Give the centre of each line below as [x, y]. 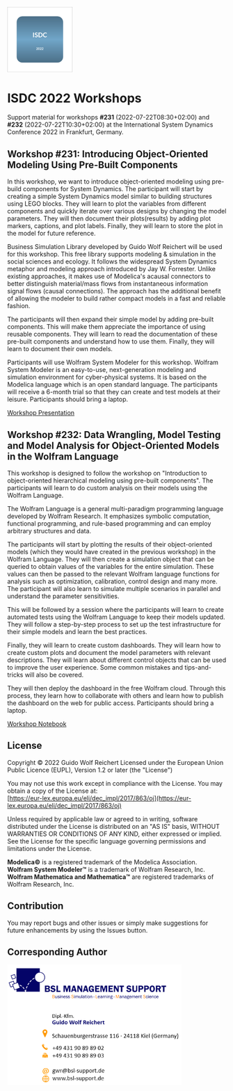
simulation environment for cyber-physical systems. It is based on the [107, 377]
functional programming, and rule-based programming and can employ [109, 524]
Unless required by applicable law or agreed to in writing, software [103, 819]
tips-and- [198, 668]
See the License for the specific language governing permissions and [107, 841]
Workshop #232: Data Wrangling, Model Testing [114, 435]
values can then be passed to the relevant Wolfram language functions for [114, 574]
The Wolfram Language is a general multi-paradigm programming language [115, 509]
